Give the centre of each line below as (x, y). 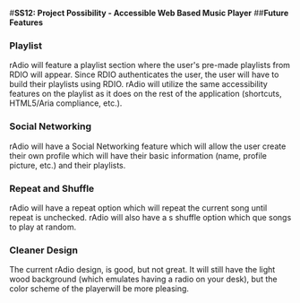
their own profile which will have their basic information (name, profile (138, 155)
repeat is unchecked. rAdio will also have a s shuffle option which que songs (150, 217)
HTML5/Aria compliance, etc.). (66, 103)
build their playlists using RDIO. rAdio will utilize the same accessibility (139, 84)
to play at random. (43, 227)
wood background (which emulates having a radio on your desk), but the (143, 279)
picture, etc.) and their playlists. (68, 165)
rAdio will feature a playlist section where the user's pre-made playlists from (150, 65)
